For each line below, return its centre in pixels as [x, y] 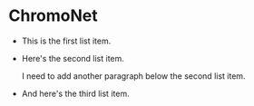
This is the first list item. [66, 41]
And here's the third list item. [75, 93]
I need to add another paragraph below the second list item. [133, 76]
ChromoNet [54, 16]
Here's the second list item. [73, 58]
